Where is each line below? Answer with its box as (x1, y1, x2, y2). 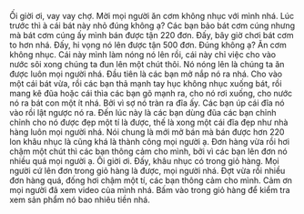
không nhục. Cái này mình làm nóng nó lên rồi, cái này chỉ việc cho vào (9, 49, 276, 60)
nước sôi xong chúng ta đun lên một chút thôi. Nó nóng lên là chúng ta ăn (9, 59, 285, 69)
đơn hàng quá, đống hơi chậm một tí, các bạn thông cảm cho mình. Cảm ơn (9, 175, 293, 186)
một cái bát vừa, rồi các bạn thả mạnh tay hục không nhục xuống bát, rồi (9, 78, 282, 88)
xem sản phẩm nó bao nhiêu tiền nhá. (9, 194, 150, 205)
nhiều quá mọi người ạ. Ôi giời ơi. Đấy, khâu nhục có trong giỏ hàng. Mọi (9, 156, 279, 166)
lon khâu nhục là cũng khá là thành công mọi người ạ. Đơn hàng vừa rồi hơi (9, 137, 289, 147)
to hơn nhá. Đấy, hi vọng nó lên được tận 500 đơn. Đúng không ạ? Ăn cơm (9, 39, 287, 50)
